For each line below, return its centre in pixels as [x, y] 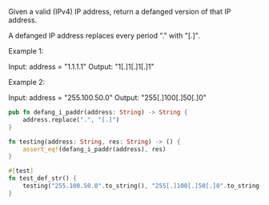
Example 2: [27, 82]
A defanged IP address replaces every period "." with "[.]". [104, 36]
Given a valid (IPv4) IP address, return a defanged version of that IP [120, 12]
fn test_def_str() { [43, 179]
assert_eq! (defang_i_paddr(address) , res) [94, 149]
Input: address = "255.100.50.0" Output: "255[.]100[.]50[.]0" [107, 98]
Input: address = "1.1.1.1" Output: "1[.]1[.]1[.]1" [81, 66]
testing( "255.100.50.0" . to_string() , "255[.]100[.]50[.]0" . [125, 186]
